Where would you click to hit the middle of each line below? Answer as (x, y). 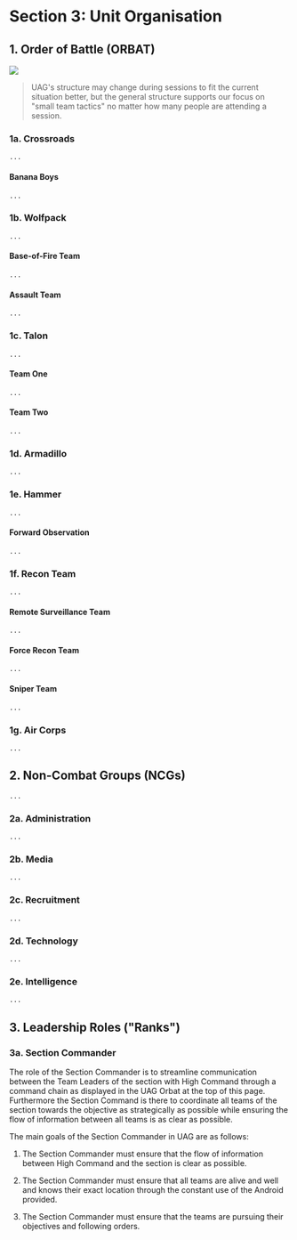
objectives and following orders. (81, 1226)
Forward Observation (50, 532)
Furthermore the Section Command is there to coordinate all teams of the (143, 1100)
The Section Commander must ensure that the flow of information (143, 1154)
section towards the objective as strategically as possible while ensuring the (149, 1109)
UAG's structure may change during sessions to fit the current (145, 87)
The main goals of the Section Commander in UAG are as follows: (129, 1136)
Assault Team (35, 295)
